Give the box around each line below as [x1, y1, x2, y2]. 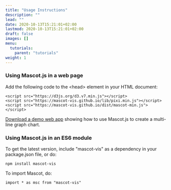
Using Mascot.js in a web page [5, 72, 83, 79]
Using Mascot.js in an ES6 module [5, 134, 92, 141]
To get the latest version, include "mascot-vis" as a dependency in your [5, 145, 157, 152]
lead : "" [5, 17, 24, 22]
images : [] [5, 36, 29, 41]
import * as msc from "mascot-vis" [5, 180, 82, 185]
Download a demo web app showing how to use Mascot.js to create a [5, 116, 153, 122]
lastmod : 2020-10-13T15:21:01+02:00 [5, 27, 84, 32]
